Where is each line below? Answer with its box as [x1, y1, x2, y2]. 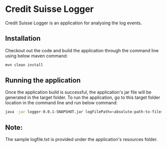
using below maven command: [5, 53, 68, 59]
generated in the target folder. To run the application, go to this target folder [5, 94, 161, 100]
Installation [5, 34, 41, 43]
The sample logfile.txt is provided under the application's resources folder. [5, 137, 158, 143]
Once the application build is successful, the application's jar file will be [5, 89, 152, 95]
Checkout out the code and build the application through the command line [5, 47, 159, 53]
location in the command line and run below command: [5, 100, 118, 106]
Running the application [5, 76, 81, 85]
